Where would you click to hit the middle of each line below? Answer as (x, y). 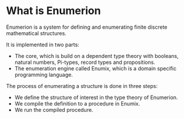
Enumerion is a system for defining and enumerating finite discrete (87, 27)
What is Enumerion (53, 11)
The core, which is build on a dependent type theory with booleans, (96, 56)
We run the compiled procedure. (54, 110)
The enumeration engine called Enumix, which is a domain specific (96, 68)
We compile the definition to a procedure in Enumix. (77, 103)
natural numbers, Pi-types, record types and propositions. (85, 62)
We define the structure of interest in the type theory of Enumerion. (96, 97)
